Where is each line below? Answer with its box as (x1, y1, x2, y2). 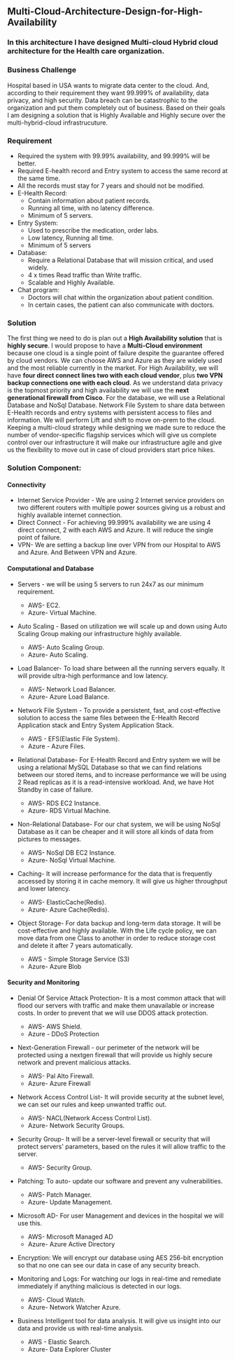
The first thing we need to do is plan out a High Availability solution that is (7, 334, 222, 343)
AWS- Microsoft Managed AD (27, 1232, 113, 1241)
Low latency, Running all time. (27, 233, 114, 242)
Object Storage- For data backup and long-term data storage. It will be (17, 919, 222, 927)
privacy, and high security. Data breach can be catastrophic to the (7, 96, 198, 104)
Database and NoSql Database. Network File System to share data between (7, 401, 225, 409)
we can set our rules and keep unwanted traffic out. (17, 1100, 166, 1108)
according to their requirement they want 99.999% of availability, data (7, 88, 209, 97)
